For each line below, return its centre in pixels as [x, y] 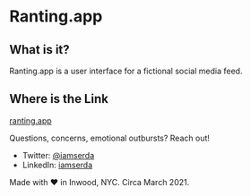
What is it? [39, 50]
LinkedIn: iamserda [57, 165]
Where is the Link [59, 99]
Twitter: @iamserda [58, 155]
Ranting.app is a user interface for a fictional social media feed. [126, 71]
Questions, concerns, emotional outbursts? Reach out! [110, 138]
